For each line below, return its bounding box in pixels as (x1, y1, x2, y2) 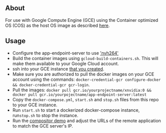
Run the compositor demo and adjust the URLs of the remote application (12, 118, 161, 124)
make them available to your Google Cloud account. (12, 61, 119, 66)
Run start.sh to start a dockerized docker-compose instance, (12, 107, 140, 113)
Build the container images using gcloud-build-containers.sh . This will (12, 55, 159, 61)
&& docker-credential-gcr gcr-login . (12, 81, 90, 87)
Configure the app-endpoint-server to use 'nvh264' (12, 50, 119, 56)
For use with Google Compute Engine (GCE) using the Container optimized (5, 17, 159, 23)
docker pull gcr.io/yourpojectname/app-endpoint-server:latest (12, 92, 147, 97)
